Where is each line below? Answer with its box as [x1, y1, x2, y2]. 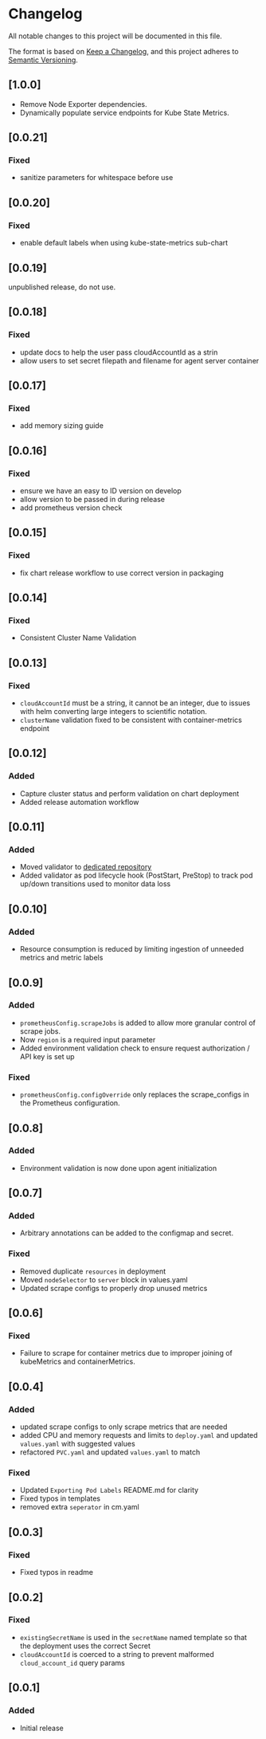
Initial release [19, 1723, 64, 1733]
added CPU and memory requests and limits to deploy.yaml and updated [19, 1431, 258, 1440]
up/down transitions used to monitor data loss [19, 879, 171, 889]
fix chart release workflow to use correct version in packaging [19, 567, 225, 578]
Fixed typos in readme [19, 1568, 94, 1577]
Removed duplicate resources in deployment [19, 1266, 166, 1276]
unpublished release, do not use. [8, 282, 116, 292]
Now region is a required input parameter [19, 1034, 156, 1044]
